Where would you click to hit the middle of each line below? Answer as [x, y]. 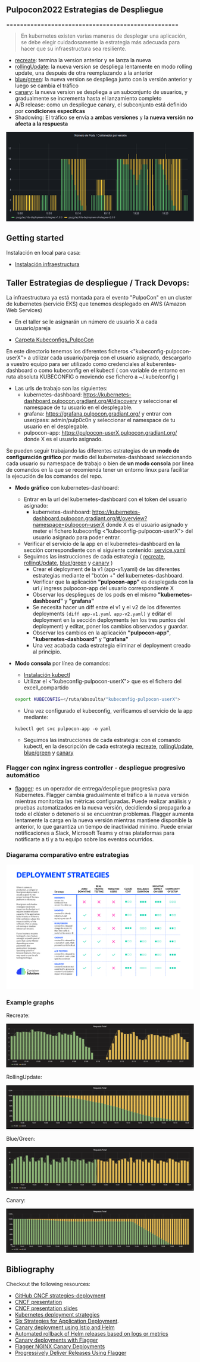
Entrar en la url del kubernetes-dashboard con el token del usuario [105, 499]
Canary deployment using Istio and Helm [65, 1327]
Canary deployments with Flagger [56, 1340]
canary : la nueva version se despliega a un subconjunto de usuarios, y [101, 91]
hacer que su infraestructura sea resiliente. [74, 48]
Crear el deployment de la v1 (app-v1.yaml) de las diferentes [106, 569]
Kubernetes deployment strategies [57, 1314]
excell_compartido [46, 688]
